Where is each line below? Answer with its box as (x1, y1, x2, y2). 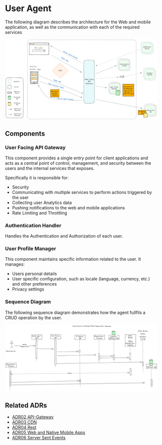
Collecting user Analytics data (12, 200, 72, 205)
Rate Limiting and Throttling (12, 210, 68, 216)
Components (5, 129, 45, 137)
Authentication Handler (5, 222, 61, 229)
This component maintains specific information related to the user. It (5, 256, 141, 262)
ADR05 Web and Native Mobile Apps (12, 429, 86, 435)
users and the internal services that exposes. (5, 165, 95, 171)
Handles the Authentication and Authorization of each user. (5, 233, 123, 239)
